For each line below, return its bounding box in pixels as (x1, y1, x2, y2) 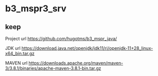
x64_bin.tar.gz (5, 50, 35, 56)
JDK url (5, 45, 21, 51)
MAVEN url (5, 60, 28, 66)
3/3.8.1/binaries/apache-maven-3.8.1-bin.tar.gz (5, 65, 101, 71)
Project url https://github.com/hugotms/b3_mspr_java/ (5, 36, 117, 41)
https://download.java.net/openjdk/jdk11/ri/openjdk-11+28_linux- (21, 45, 153, 51)
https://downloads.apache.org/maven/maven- (28, 60, 124, 66)
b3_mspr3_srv (5, 3, 66, 14)
